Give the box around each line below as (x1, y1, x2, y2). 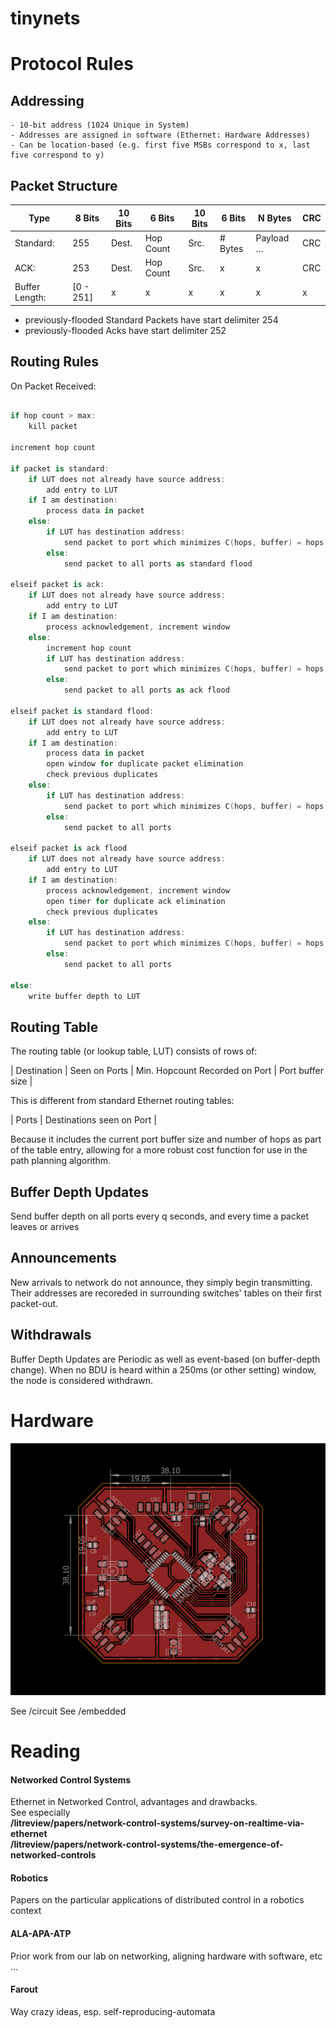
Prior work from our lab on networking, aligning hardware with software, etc (10, 1950, 323, 1962)
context (10, 1905, 42, 1917)
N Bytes (257, 212, 292, 224)
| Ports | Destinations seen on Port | (10, 1114, 157, 1126)
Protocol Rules (10, 53, 134, 76)
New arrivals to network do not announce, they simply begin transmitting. (10, 1276, 313, 1288)
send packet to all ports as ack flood (63, 685, 230, 696)
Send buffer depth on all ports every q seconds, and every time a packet (10, 1210, 310, 1222)
